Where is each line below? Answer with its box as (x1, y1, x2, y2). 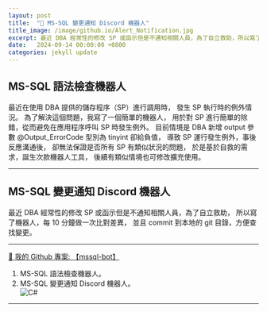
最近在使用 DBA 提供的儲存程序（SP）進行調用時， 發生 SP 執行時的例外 (8, 102, 246, 112)
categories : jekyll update (8, 48, 98, 56)
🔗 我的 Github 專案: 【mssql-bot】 (8, 252, 120, 261)
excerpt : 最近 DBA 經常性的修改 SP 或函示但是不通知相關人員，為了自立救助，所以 (8, 33, 250, 42)
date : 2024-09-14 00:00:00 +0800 (8, 41, 126, 49)
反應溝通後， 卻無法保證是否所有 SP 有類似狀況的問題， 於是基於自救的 (8, 142, 241, 152)
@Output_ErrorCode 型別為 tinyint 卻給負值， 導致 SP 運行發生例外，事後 (17, 132, 257, 141)
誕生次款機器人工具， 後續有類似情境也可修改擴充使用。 (21, 152, 205, 161)
